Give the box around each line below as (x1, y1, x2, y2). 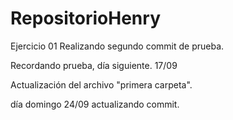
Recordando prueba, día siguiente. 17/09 (10, 59, 178, 71)
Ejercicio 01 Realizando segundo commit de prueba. (10, 40, 225, 52)
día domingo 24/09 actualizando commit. (10, 98, 180, 110)
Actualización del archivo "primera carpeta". (10, 78, 193, 91)
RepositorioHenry (10, 7, 161, 30)
